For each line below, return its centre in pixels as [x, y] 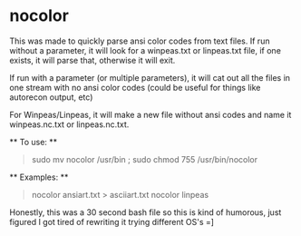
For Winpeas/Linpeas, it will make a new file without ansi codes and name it [150, 114]
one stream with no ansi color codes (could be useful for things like [135, 87]
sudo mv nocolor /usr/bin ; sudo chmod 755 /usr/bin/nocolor [145, 159]
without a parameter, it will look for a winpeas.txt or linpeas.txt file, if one [145, 50]
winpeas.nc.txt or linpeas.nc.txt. [69, 124]
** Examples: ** [39, 177]
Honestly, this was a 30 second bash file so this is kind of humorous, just [146, 212]
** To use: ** [34, 142]
